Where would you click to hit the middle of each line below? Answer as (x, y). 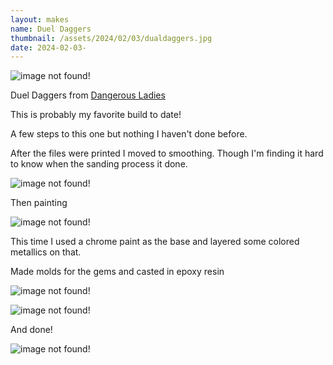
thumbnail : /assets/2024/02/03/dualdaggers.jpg (111, 38)
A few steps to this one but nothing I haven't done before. (129, 134)
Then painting (39, 203)
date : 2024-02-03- (48, 47)
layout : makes (40, 19)
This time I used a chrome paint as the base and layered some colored (155, 242)
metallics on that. (46, 252)
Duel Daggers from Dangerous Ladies (88, 95)
